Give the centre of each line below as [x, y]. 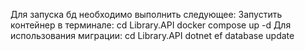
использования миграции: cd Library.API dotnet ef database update [152, 35]
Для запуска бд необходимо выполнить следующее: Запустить [146, 14]
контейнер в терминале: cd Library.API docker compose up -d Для [151, 25]
